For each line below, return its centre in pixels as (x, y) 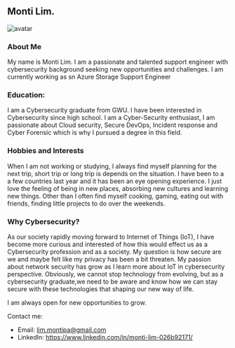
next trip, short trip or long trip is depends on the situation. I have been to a (116, 173)
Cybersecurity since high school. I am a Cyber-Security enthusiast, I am (111, 118)
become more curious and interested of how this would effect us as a (108, 244)
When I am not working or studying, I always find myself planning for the (112, 166)
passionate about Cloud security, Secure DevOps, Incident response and (112, 125)
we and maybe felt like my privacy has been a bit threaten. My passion (109, 259)
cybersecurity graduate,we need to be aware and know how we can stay (113, 281)
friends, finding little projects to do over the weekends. (86, 203)
